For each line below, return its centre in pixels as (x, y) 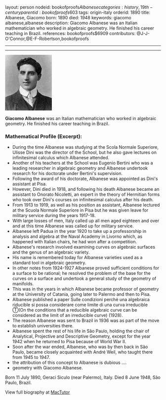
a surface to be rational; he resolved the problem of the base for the (81, 273)
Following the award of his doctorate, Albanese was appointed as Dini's (85, 179)
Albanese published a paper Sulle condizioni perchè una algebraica (81, 300)
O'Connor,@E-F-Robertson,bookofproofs (47, 39)
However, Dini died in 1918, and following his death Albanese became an (86, 189)
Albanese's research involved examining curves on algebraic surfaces (84, 247)
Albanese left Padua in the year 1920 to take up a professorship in (79, 231)
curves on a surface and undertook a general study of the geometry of (84, 278)
